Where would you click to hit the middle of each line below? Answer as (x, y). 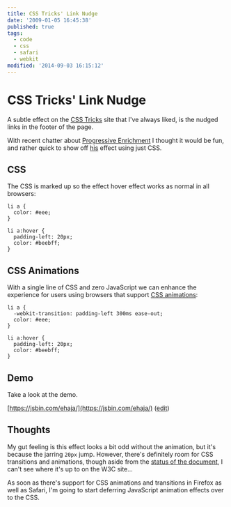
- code (23, 40)
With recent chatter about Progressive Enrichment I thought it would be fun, (116, 140)
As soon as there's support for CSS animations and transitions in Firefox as (114, 483)
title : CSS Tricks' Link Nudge (53, 14)
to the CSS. (23, 497)
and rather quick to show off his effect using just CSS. (85, 148)
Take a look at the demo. (42, 394)
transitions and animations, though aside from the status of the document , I (115, 462)
